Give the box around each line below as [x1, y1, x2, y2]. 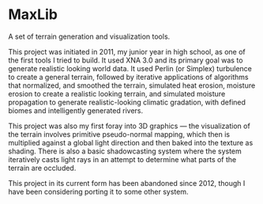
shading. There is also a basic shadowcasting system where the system [8, 146, 242, 156]
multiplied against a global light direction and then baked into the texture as [8, 138, 254, 147]
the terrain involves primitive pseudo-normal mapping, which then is [8, 129, 231, 139]
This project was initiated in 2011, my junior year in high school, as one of [8, 47, 246, 56]
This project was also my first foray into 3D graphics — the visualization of [8, 121, 250, 130]
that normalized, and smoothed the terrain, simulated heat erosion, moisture [8, 81, 256, 90]
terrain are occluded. [8, 163, 77, 172]
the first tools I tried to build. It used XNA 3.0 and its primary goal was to [8, 55, 243, 65]
